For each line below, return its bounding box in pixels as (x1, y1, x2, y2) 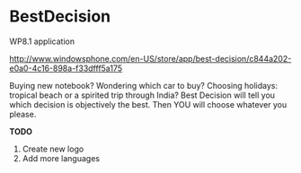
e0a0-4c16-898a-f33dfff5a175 (9, 63, 123, 74)
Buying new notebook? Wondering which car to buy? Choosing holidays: (9, 80, 279, 91)
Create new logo (22, 143, 84, 154)
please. (9, 108, 37, 119)
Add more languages (22, 152, 101, 163)
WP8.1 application (9, 36, 75, 47)
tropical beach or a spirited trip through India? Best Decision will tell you (9, 90, 276, 100)
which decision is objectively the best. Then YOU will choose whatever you (9, 99, 288, 109)
